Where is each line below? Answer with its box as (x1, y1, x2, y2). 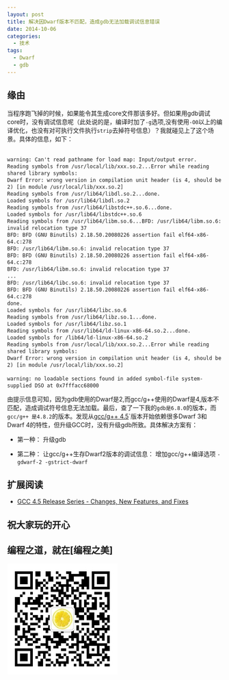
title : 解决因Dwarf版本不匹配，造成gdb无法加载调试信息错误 (7, 18, 161, 25)
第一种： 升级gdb (16, 435, 66, 443)
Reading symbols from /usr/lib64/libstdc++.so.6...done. (7, 204, 173, 211)
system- (181, 375, 204, 382)
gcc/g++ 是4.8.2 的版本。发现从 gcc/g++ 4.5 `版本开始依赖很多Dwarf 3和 (7, 412, 207, 420)
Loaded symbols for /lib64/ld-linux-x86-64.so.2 (7, 334, 148, 341)
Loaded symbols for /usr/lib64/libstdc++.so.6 (7, 211, 142, 218)
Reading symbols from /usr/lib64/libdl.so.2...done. (7, 190, 161, 197)
